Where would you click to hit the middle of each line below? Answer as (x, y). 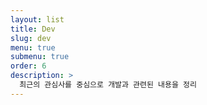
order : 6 (28, 66)
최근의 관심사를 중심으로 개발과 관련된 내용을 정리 (108, 85)
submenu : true (40, 57)
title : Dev (33, 29)
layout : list (37, 19)
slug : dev (31, 38)
